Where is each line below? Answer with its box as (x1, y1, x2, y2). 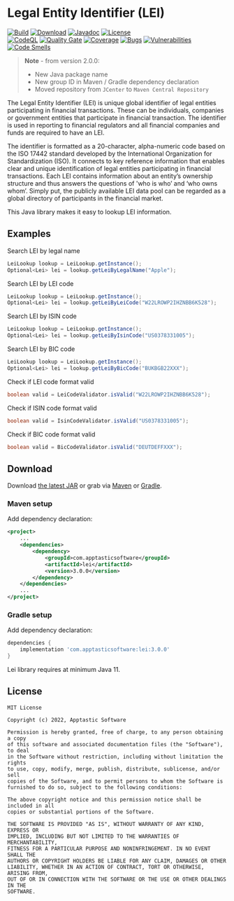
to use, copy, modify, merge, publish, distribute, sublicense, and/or (7, 765, 220, 772)
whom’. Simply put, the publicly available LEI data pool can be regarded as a (7, 186, 226, 195)
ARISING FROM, (7, 869, 49, 876)
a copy (7, 734, 27, 742)
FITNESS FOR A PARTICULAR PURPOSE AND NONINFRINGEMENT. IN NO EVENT (7, 845, 211, 852)
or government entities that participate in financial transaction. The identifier (7, 114, 227, 122)
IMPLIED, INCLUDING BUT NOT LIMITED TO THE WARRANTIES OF (7, 832, 180, 840)
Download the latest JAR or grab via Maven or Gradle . (7, 481, 162, 490)
